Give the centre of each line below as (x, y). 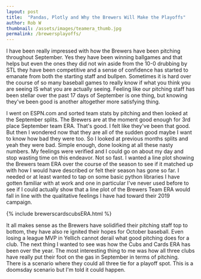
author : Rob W (24, 23)
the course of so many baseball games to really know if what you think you (98, 83)
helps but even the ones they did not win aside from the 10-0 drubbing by (97, 64)
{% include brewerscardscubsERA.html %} (59, 214)
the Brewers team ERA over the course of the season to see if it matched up (100, 164)
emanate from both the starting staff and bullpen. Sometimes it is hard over (99, 76)
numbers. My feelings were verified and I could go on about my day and (95, 151)
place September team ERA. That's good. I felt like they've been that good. (98, 126)
